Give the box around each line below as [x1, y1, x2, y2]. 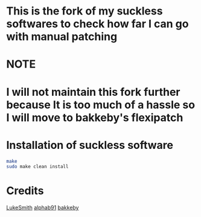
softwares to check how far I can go [6, 17, 189, 31]
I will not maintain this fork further [6, 85, 180, 99]
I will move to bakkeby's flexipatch [6, 110, 183, 124]
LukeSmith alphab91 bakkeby [6, 204, 79, 212]
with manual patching [6, 30, 118, 43]
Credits [6, 184, 44, 198]
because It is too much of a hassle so [6, 98, 195, 112]
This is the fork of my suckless [6, 4, 163, 18]
